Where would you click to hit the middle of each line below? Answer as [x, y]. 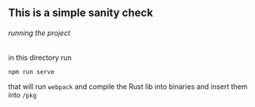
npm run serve [32, 72]
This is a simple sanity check [81, 13]
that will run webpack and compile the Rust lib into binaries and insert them [128, 87]
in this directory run [40, 57]
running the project [39, 33]
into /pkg [22, 95]
